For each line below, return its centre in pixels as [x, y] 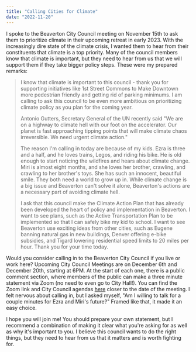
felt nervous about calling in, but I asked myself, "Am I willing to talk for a [94, 295]
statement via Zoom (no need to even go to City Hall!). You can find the [92, 283]
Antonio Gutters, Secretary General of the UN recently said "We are [102, 118]
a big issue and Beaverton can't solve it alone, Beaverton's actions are [105, 185]
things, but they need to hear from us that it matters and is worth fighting [94, 337]
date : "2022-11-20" [30, 17]
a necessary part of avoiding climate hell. [70, 192]
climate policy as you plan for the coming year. [77, 107]
